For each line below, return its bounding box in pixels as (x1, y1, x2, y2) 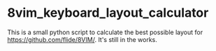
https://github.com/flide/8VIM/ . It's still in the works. (7, 35, 157, 43)
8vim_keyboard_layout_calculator (7, 5, 209, 21)
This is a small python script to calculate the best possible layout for (7, 28, 203, 36)
